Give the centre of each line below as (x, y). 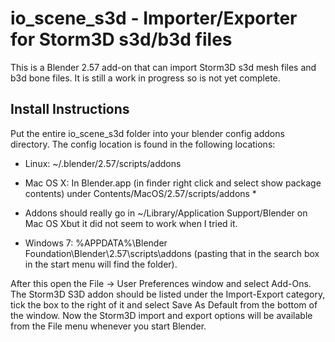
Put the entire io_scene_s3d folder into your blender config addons (147, 133)
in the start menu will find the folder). (101, 264)
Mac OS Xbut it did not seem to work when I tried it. (131, 223)
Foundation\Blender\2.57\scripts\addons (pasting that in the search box (172, 253)
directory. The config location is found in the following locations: (143, 144)
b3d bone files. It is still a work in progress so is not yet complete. (145, 78)
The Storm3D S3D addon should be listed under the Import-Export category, (168, 294)
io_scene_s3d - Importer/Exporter (154, 18)
